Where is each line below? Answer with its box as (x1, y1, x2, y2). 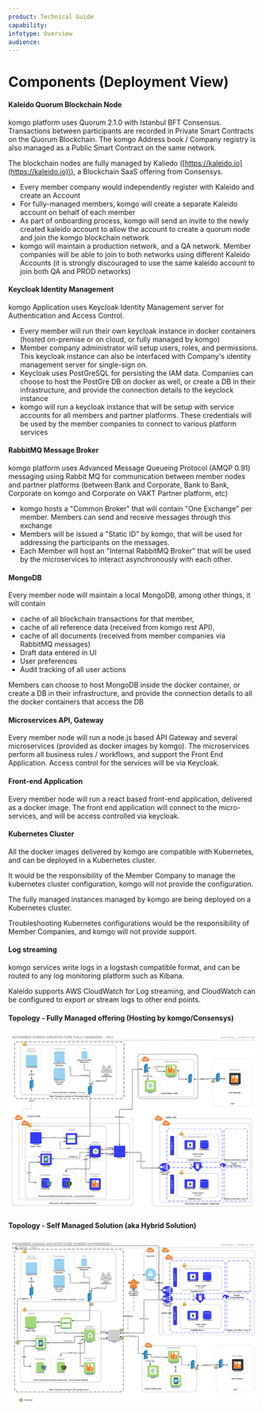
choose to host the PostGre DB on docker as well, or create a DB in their (19, 376, 256, 386)
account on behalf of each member (19, 207, 136, 217)
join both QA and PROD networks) (19, 266, 131, 276)
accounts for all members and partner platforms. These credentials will (19, 410, 252, 420)
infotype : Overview (8, 29, 73, 37)
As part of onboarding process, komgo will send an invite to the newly (19, 215, 249, 226)
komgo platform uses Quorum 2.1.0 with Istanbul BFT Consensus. (8, 118, 222, 127)
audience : (8, 38, 41, 46)
